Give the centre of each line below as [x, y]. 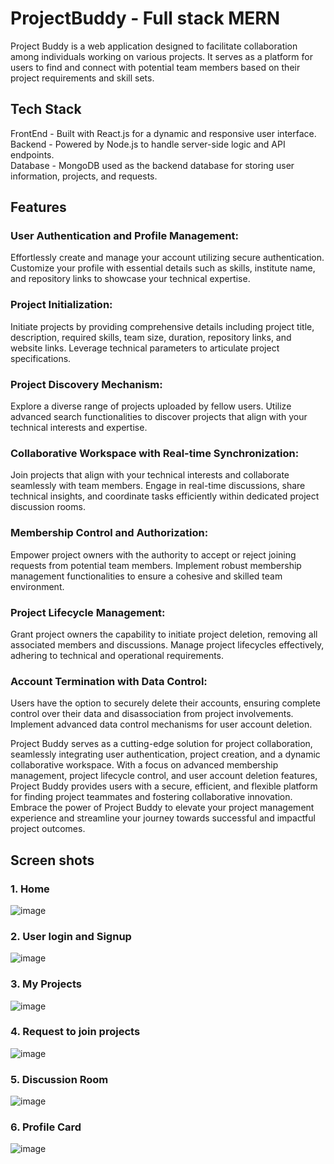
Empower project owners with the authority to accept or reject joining [153, 554]
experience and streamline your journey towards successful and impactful [163, 818]
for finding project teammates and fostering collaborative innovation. [151, 797]
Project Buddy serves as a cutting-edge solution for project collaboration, [161, 744]
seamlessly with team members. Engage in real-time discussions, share [158, 486]
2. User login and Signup [71, 936]
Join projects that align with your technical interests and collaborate [150, 475]
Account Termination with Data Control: [109, 681]
